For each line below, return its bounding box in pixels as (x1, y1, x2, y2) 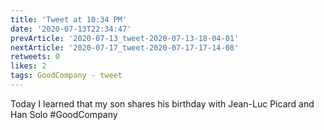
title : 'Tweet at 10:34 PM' (10, 14, 128, 25)
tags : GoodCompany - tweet (10, 71, 123, 81)
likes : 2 (10, 61, 47, 71)
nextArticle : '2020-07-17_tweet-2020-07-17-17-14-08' (10, 42, 240, 53)
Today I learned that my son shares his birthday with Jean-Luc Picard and (10, 97, 315, 110)
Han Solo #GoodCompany (10, 108, 118, 120)
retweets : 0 (10, 52, 60, 62)
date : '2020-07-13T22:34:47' (10, 24, 132, 34)
